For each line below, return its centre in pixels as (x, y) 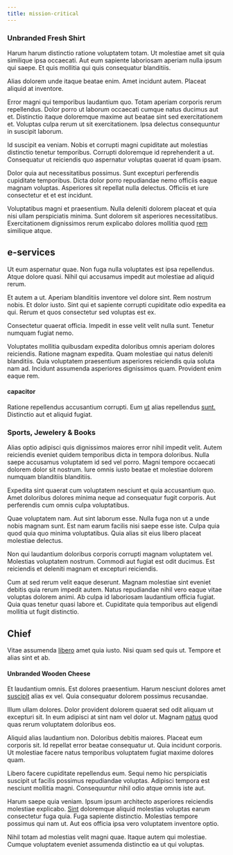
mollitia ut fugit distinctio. (43, 612)
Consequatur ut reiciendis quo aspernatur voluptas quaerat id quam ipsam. (114, 159)
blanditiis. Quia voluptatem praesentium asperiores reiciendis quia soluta (111, 361)
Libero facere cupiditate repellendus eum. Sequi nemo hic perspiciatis (107, 773)
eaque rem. (24, 376)
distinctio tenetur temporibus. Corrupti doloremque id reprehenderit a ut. (111, 152)
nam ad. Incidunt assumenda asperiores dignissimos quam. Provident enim (114, 368)
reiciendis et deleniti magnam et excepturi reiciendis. (83, 569)
